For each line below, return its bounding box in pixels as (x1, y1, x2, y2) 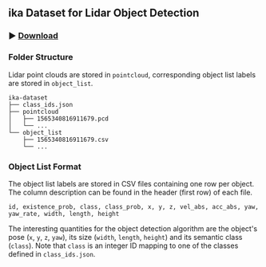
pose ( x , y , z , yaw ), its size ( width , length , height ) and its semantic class (8, 232, 243, 241)
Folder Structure (8, 52, 73, 63)
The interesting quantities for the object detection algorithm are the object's (8, 223, 258, 234)
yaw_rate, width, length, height (8, 210, 120, 218)
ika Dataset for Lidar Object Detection (8, 6, 200, 20)
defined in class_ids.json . (8, 249, 96, 258)
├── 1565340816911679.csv (22, 135, 109, 143)
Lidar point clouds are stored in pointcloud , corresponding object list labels (8, 69, 256, 79)
